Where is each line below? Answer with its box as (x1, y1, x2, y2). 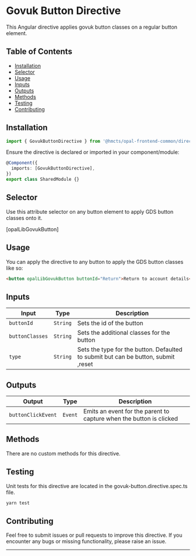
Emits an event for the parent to (83, 407, 170, 416)
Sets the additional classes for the (77, 329, 170, 337)
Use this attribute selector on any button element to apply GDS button (6, 208, 174, 215)
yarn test (6, 500, 30, 506)
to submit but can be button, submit (77, 353, 175, 361)
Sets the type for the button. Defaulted (77, 345, 183, 353)
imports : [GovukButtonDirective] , (11, 166, 95, 171)
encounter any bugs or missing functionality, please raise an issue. (6, 538, 167, 545)
